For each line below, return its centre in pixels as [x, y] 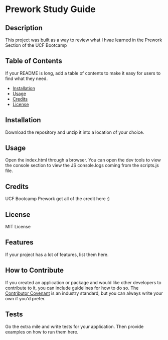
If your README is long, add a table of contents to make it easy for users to [83, 73]
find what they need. [27, 78]
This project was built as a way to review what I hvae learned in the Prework [84, 40]
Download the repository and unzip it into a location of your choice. [75, 132]
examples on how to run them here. [42, 332]
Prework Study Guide [51, 9]
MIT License [18, 227]
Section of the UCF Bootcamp [36, 45]
